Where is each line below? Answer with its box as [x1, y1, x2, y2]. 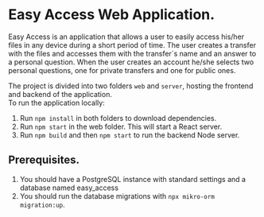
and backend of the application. [8, 89, 113, 99]
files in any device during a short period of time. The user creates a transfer [8, 40, 257, 49]
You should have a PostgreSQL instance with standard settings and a [19, 174, 247, 184]
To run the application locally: [8, 98, 105, 107]
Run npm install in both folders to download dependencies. [19, 113, 217, 122]
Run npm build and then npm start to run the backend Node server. [19, 130, 240, 140]
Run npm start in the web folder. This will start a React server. [19, 122, 223, 131]
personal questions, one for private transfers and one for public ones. [8, 65, 236, 75]
